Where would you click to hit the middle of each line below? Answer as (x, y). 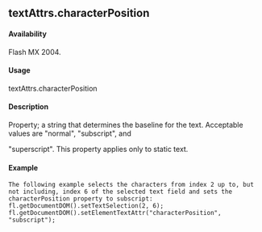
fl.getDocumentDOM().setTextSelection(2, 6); (86, 206)
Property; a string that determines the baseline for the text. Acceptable (126, 125)
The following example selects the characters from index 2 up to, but (131, 185)
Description (29, 107)
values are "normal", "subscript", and (70, 133)
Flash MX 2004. (35, 52)
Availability (27, 34)
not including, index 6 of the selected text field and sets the (120, 192)
